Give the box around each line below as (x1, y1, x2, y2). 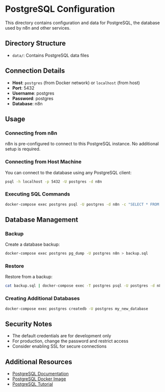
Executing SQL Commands (5, 191, 70, 197)
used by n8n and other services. (5, 25, 71, 31)
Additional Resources (5, 358, 72, 366)
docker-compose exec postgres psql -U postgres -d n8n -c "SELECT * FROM (5, 202, 160, 207)
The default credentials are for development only (12, 333, 111, 339)
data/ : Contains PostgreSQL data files (12, 52, 89, 58)
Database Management (5, 215, 79, 224)
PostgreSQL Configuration (5, 3, 115, 15)
